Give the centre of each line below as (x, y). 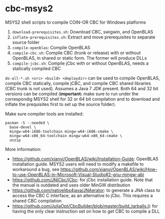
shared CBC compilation (37, 201)
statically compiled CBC (36, 68)
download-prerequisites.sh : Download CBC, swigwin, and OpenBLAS (83, 32)
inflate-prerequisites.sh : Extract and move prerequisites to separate (84, 37)
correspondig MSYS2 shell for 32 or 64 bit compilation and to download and (82, 99)
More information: (23, 149)
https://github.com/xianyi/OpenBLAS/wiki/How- (109, 169)
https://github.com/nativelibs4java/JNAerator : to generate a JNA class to (86, 190)
